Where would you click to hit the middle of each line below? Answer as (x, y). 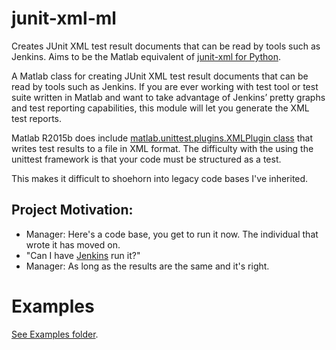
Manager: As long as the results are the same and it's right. (147, 266)
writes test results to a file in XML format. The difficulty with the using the (162, 148)
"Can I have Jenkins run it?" (83, 255)
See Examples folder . (55, 334)
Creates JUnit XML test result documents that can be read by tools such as (166, 46)
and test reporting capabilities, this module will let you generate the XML (160, 108)
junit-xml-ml (64, 18)
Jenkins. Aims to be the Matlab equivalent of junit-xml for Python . (146, 56)
